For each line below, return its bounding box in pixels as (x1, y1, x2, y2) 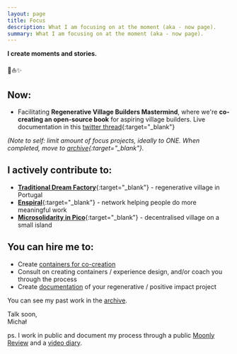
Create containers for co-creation (17, 259, 116, 269)
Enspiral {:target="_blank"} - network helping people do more (17, 198, 197, 206)
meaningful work (17, 206, 67, 214)
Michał (7, 317, 27, 326)
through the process (17, 275, 78, 283)
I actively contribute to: (7, 164, 112, 177)
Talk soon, (7, 309, 37, 318)
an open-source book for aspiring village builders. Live (44, 115, 206, 124)
